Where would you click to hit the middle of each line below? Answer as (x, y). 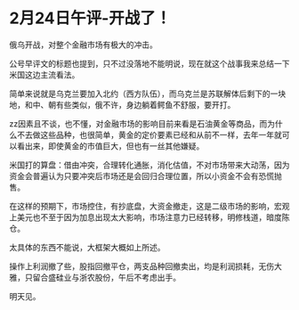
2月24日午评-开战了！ (90, 18)
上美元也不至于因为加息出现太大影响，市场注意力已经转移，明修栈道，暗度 (145, 217)
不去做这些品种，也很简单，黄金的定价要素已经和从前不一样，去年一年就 (149, 135)
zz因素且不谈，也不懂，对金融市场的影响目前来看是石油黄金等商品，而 (138, 123)
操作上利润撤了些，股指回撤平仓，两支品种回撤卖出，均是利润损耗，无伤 (141, 266)
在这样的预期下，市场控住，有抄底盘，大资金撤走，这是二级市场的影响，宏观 (149, 206)
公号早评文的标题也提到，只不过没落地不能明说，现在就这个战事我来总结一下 (149, 63)
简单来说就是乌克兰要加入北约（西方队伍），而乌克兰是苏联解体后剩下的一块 (148, 94)
